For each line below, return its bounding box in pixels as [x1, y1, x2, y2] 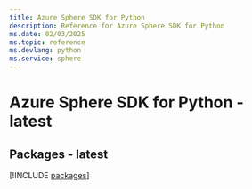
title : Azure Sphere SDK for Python [9, 12, 145, 22]
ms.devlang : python [9, 46, 82, 55]
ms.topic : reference [9, 37, 86, 47]
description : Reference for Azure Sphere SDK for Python [9, 21, 225, 30]
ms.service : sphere [9, 54, 82, 63]
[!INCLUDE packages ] [9, 170, 90, 180]
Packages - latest [9, 146, 109, 161]
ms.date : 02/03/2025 [9, 29, 86, 38]
